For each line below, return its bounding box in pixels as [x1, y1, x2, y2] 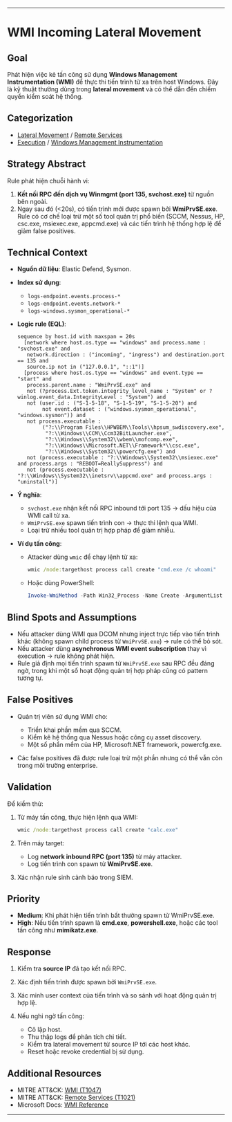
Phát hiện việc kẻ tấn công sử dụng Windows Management [7, 71, 177, 78]
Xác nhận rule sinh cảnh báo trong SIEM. [17, 873, 133, 881]
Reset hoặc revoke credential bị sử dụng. [27, 1047, 144, 1056]
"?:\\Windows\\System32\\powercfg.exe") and [45, 448, 175, 455]
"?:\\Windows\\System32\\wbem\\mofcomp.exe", [45, 436, 179, 443]
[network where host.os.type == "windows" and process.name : [23, 340, 206, 347]
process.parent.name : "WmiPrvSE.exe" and [26, 382, 151, 389]
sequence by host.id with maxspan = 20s [17, 333, 135, 340]
